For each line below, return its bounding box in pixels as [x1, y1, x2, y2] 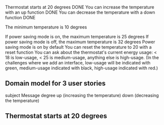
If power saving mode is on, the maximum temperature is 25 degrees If [5, 34, 149, 39]
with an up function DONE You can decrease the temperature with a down [5, 9, 155, 15]
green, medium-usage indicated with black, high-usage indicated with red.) [5, 65, 159, 71]
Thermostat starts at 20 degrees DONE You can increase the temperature [5, 4, 154, 10]
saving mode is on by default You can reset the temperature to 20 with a [5, 44, 152, 50]
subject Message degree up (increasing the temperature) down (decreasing [5, 92, 159, 98]
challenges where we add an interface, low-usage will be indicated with [5, 60, 151, 65]
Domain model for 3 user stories [5, 79, 106, 88]
